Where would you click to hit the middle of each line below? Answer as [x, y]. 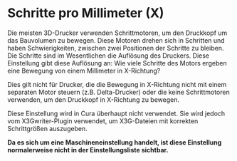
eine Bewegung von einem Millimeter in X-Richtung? [84, 71]
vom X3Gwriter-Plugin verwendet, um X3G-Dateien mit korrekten [103, 121]
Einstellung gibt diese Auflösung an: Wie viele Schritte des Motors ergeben [117, 63]
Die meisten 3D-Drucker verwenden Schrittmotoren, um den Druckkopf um [117, 33]
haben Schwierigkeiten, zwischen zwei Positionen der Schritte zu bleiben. [116, 48]
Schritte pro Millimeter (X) [86, 13]
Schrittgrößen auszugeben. [47, 128]
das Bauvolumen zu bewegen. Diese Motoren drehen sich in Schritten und [116, 40]
